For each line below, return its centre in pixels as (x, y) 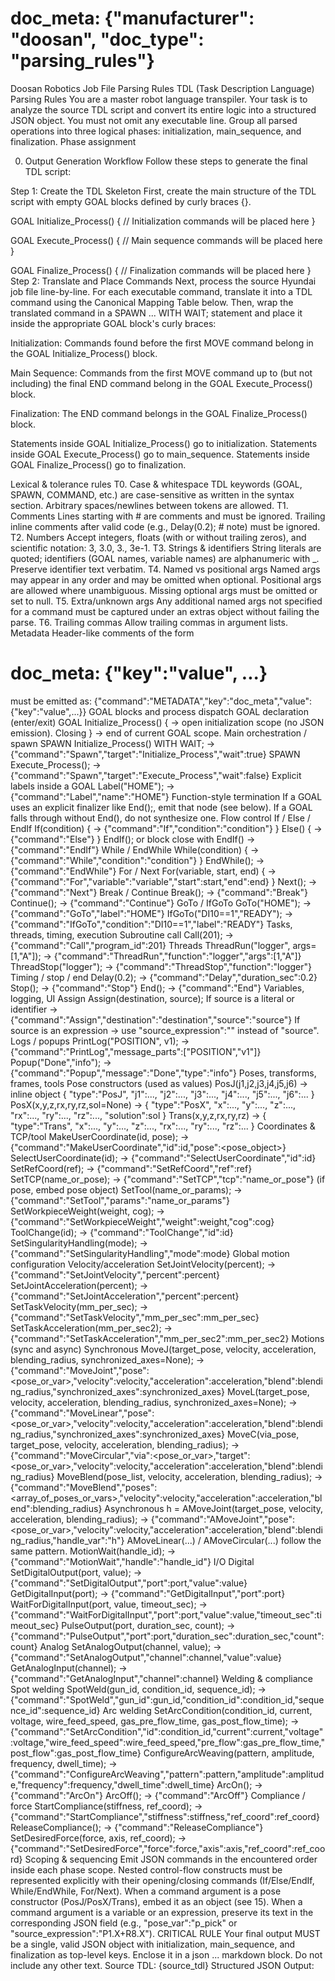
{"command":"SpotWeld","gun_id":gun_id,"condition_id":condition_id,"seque (167, 1699)
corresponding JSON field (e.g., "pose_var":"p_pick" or (124, 1923)
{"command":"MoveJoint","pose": (80, 1370)
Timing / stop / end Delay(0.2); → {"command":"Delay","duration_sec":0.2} (164, 977)
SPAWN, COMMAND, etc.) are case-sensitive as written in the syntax (152, 494)
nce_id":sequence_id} (55, 1710)
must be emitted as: (51, 701)
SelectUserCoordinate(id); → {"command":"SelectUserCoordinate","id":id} (163, 1158)
